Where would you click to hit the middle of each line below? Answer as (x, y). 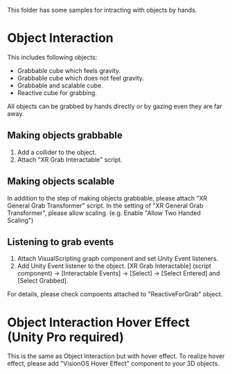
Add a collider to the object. (57, 152)
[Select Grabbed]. (43, 281)
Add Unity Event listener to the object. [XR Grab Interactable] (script (114, 266)
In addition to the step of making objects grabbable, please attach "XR (107, 198)
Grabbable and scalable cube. (60, 85)
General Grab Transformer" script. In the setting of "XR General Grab (105, 205)
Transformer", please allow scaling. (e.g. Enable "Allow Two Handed (104, 213)
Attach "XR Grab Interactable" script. (70, 160)
